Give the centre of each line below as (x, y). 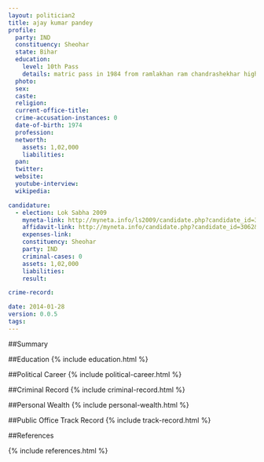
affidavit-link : (49, 227)
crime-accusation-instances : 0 (66, 118)
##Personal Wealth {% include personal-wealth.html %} (99, 405)
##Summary (28, 344)
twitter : (29, 169)
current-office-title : (52, 111)
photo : (26, 81)
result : (35, 279)
